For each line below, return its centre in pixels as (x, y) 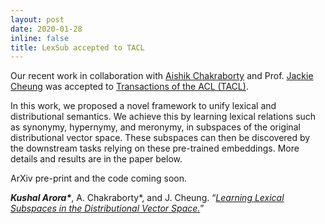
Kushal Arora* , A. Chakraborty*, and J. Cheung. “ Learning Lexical (147, 198)
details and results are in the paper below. (96, 159)
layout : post (37, 19)
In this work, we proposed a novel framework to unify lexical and (143, 106)
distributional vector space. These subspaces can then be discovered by (160, 138)
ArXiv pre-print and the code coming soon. (99, 178)
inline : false (40, 38)
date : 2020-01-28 (46, 29)
